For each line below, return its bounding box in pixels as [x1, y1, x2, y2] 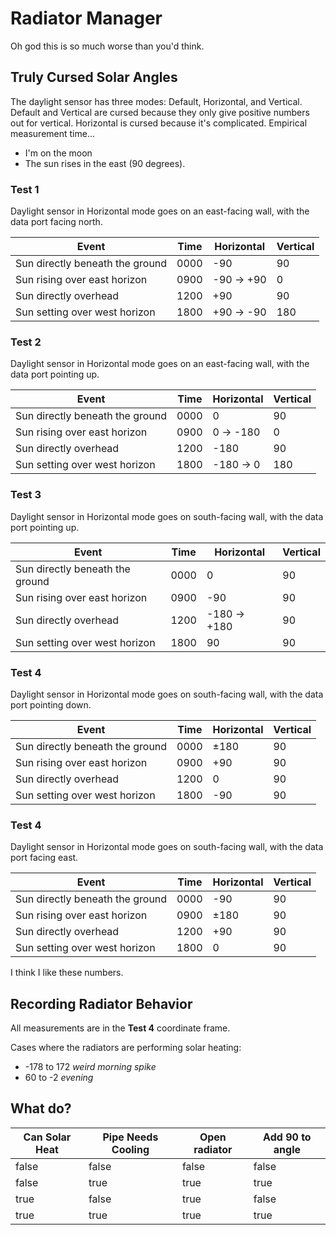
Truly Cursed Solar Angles [10, 69, 178, 86]
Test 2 [10, 335, 42, 349]
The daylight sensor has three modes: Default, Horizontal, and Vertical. [10, 95, 303, 107]
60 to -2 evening [24, 1072, 94, 1084]
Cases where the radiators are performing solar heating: [10, 1042, 242, 1054]
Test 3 [10, 488, 42, 502]
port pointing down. [10, 698, 92, 711]
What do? [10, 1100, 72, 1117]
